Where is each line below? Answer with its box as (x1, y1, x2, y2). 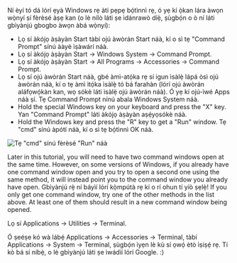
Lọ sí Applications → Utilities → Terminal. (7, 219, 127, 228)
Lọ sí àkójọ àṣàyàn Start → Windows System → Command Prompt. (17, 50, 212, 58)
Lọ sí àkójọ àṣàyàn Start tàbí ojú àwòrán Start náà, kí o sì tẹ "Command (17, 35, 226, 43)
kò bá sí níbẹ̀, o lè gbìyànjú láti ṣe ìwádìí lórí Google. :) (7, 248, 165, 256)
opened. (7, 206, 32, 213)
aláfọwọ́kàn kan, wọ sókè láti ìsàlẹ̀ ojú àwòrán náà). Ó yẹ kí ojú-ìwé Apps (17, 88, 231, 96)
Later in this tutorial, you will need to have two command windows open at (7, 152, 225, 161)
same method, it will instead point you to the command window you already (7, 175, 228, 184)
